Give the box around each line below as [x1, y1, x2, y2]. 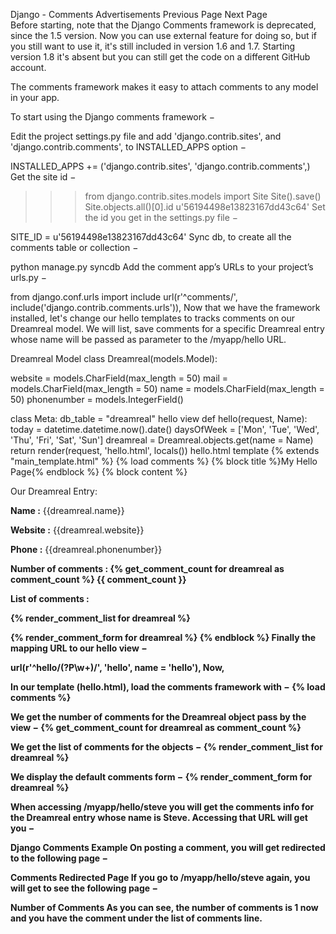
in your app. [10, 92, 60, 103]
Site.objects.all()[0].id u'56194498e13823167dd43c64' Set [84, 201, 326, 213]
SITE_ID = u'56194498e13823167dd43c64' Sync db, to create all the [10, 231, 292, 243]
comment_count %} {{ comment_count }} [10, 574, 187, 585]
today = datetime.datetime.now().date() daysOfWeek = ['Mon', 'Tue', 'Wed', [10, 424, 320, 435]
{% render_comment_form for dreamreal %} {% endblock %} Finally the [10, 632, 317, 643]
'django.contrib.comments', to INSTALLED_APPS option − [10, 141, 247, 153]
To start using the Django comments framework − [10, 111, 216, 123]
